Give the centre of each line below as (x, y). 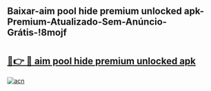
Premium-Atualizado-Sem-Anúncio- (87, 22)
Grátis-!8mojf (37, 32)
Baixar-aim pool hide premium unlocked (95, 11)
